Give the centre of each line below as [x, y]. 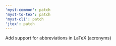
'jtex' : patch [20, 24]
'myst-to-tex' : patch [28, 14]
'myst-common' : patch [28, 10]
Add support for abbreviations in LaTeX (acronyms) [59, 38]
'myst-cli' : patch [24, 19]
